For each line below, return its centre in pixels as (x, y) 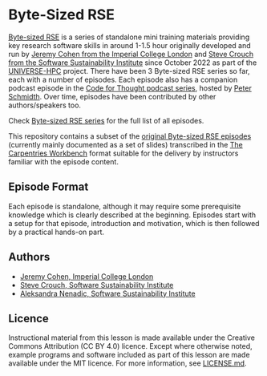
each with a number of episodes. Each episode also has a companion (123, 79)
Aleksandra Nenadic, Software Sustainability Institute (107, 293)
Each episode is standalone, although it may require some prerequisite (125, 206)
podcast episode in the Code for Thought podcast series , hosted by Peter (130, 88)
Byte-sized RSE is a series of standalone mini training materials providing (129, 37)
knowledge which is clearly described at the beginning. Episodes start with (132, 215)
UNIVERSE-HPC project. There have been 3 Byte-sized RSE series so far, (129, 71)
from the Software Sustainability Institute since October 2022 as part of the (133, 63)
